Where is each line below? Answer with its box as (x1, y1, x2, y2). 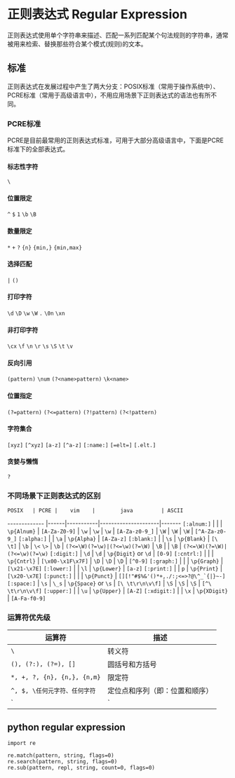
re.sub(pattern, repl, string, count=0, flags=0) (7, 765, 156, 772)
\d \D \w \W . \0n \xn (7, 310, 65, 318)
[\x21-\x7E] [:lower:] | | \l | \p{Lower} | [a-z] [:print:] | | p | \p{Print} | (7, 564, 223, 573)
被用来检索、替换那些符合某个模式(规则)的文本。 (7, 39, 147, 48)
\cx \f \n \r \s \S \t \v (7, 343, 74, 350)
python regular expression (7, 721, 126, 733)
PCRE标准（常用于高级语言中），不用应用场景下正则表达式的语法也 (7, 90, 199, 99)
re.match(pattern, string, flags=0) (7, 752, 114, 759)
